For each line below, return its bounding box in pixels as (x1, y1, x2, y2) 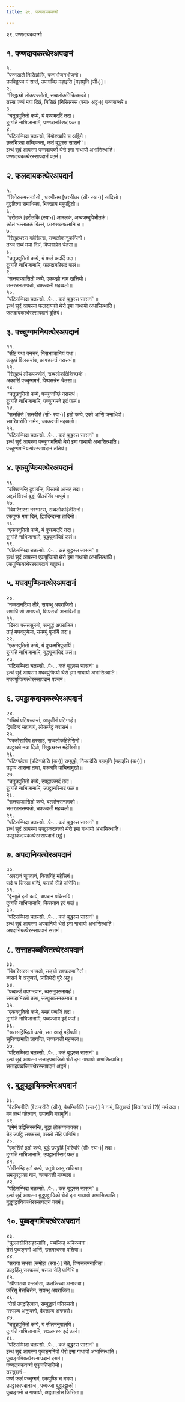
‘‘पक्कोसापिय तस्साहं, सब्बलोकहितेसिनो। (6, 737, 83, 744)
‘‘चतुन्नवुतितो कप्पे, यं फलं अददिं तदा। (6, 255, 77, 262)
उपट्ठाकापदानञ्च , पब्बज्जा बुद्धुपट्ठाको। (6, 1381, 77, 1389)
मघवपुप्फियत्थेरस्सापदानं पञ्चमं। (6, 676, 67, 683)
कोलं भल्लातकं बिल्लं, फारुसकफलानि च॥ (6, 221, 84, 228)
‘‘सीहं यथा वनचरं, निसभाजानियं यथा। (6, 350, 77, 357)
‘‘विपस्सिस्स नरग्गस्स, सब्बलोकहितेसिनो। (6, 505, 84, 513)
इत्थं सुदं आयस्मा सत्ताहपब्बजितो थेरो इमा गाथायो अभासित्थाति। (6, 1056, 123, 1063)
